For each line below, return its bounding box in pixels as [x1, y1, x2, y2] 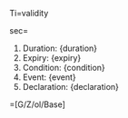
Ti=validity [9, 8, 49, 18]
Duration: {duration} [22, 43, 98, 54]
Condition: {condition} [22, 63, 106, 73]
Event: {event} [22, 72, 77, 83]
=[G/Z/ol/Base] [9, 99, 66, 110]
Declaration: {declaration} [22, 82, 120, 92]
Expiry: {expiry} [22, 53, 82, 63]
